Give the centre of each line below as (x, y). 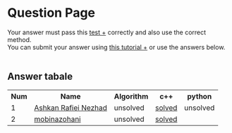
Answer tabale (40, 77)
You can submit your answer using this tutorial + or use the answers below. (116, 47)
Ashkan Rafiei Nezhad (71, 108)
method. (19, 39)
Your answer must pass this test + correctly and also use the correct (107, 32)
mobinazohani (57, 119)
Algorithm (131, 96)
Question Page (51, 13)
